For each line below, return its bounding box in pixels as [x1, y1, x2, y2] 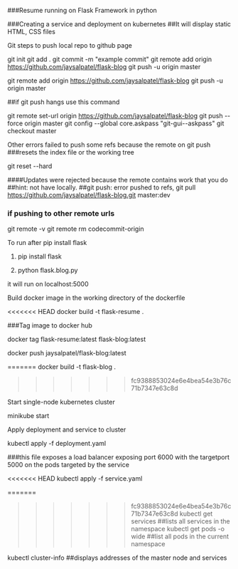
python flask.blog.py [17, 266, 78, 275]
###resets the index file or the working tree [7, 148, 135, 156]
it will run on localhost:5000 [7, 280, 89, 288]
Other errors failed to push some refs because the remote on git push [7, 140, 211, 149]
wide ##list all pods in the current [131, 532, 229, 541]
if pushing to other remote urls [7, 208, 115, 218]
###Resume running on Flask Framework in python [7, 6, 158, 14]
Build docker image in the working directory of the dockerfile [7, 293, 186, 302]
